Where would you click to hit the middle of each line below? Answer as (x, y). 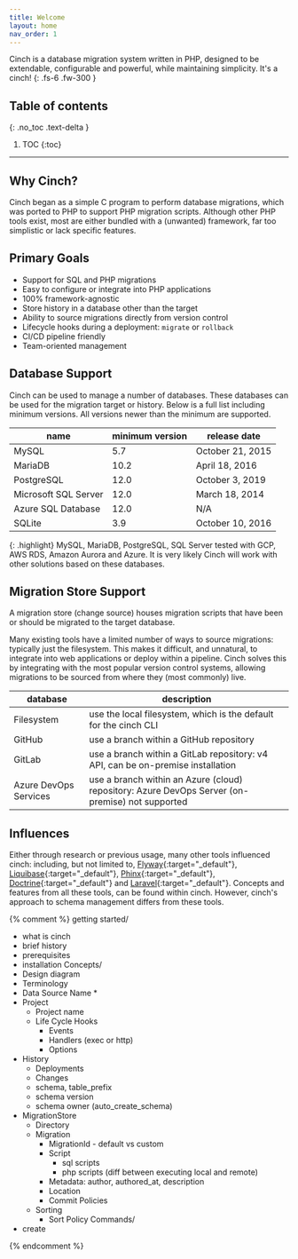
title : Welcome (37, 17)
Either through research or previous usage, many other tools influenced (140, 855)
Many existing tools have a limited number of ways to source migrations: (141, 639)
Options (63, 1049)
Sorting (49, 1210)
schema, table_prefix (74, 1088)
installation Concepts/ (62, 965)
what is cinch (46, 937)
